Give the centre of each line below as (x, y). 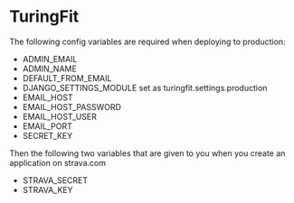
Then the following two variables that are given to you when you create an (147, 153)
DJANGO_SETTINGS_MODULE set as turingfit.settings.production (145, 88)
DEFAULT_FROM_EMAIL (67, 78)
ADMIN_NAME (49, 69)
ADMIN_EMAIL (50, 59)
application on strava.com (58, 162)
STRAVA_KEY (48, 189)
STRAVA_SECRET (55, 180)
